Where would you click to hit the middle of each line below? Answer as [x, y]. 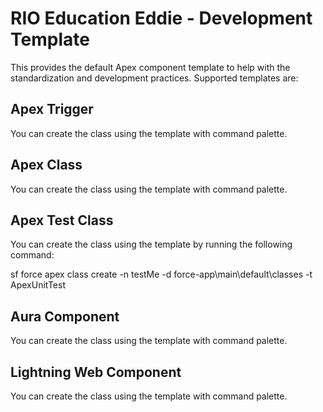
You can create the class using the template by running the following [151, 244]
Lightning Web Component [96, 372]
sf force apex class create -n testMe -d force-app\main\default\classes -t [161, 274]
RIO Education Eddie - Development [161, 18]
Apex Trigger [52, 109]
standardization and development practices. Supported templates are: [154, 78]
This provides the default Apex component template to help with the [150, 67]
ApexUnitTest [38, 285]
